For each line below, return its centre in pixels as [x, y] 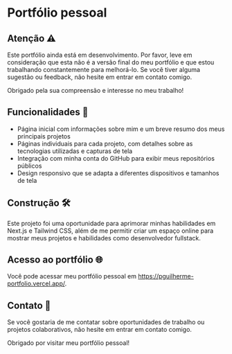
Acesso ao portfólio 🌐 [55, 260]
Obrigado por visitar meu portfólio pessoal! [69, 343]
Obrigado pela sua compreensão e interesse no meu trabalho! [96, 90]
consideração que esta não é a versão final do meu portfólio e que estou [111, 62]
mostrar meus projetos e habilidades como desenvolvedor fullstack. [104, 238]
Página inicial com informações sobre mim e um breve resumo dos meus [121, 129]
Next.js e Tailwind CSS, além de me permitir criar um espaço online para [110, 231]
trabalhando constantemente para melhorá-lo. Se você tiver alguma [104, 70]
